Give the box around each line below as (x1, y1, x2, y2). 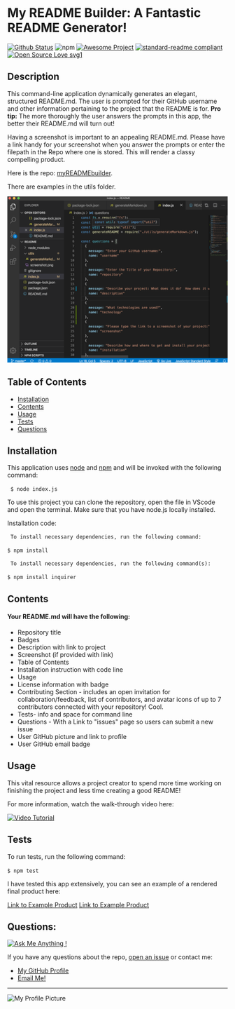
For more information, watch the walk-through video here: (7, 799, 174, 808)
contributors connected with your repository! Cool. (17, 703, 164, 711)
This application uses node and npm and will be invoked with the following (7, 463, 222, 472)
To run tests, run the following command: (7, 852, 126, 860)
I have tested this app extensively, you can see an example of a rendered (7, 879, 218, 888)
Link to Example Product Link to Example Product (7, 900, 149, 909)
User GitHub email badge (17, 740, 91, 748)
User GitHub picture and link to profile (17, 732, 127, 740)
